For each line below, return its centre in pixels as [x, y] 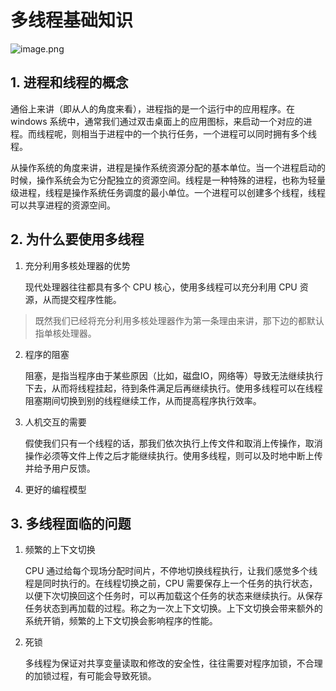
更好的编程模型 [55, 489]
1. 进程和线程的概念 [69, 82]
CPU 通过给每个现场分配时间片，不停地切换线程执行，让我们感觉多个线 [171, 571]
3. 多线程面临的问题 [71, 523]
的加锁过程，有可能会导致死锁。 [90, 676]
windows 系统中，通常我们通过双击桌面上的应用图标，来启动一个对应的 [157, 121]
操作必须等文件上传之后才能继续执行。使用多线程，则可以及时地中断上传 [173, 455]
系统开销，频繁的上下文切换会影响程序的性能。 [121, 621]
